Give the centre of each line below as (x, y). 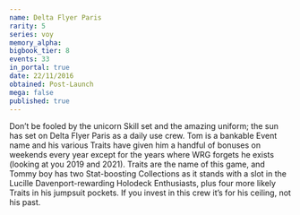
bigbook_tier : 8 (39, 51)
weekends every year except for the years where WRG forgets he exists (142, 155)
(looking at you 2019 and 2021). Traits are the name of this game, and (137, 164)
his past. (25, 202)
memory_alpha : (36, 43)
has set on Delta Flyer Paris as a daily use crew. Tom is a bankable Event (143, 136)
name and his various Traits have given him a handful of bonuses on (135, 145)
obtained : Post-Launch (51, 84)
